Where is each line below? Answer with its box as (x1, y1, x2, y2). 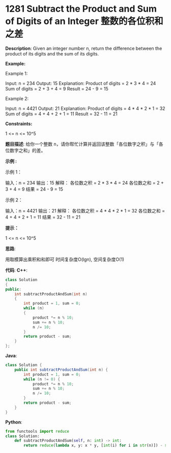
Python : (5, 419, 22, 425)
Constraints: (5, 120, 33, 127)
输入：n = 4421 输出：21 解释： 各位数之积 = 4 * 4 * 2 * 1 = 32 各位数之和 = (5, 207, 165, 214)
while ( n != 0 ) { (23, 377, 60, 382)
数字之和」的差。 (9, 147, 46, 153)
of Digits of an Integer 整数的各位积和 (5, 16, 164, 27)
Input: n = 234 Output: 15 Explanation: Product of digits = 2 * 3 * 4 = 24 (5, 80, 156, 86)
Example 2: (5, 95, 29, 102)
